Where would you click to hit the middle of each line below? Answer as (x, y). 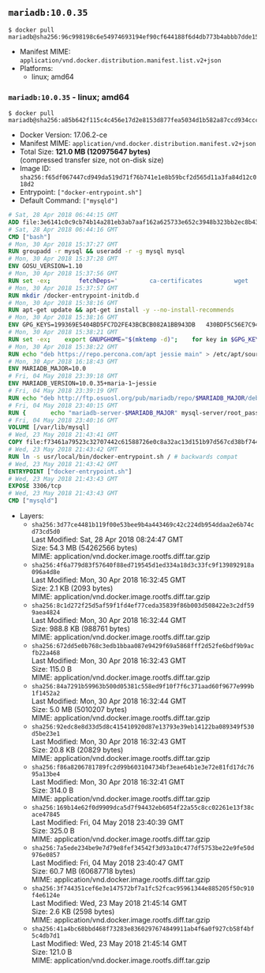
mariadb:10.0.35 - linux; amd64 (69, 97)
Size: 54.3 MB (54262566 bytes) (84, 548)
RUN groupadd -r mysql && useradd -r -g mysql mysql (97, 252)
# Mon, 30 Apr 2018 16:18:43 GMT (63, 362)
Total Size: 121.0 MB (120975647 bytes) (85, 152)
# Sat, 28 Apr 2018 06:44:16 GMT (63, 229)
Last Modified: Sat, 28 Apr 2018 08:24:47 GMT (107, 539)
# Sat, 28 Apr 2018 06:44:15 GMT (63, 215)
